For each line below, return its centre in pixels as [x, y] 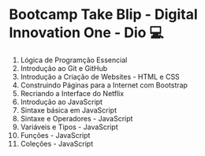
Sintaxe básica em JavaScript [69, 110]
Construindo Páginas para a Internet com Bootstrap [104, 85]
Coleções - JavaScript [57, 143]
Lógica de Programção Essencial [74, 60]
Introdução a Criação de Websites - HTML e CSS [100, 76]
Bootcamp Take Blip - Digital [103, 15]
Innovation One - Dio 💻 [86, 33]
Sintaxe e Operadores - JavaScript [76, 118]
